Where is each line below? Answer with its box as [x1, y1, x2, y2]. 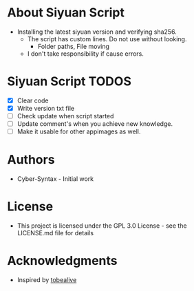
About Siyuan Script [7, 5, 125, 21]
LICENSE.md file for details [17, 229, 94, 237]
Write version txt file [17, 104, 74, 112]
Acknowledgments [7, 253, 118, 269]
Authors [7, 152, 55, 168]
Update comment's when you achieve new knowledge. [17, 120, 173, 128]
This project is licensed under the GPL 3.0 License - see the [17, 222, 187, 230]
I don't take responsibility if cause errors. [27, 50, 144, 58]
